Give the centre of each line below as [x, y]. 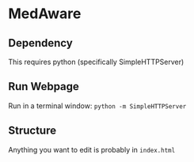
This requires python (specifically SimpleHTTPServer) [96, 62]
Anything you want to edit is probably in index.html [92, 149]
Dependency [40, 43]
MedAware [45, 14]
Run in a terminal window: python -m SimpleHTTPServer [97, 105]
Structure [32, 131]
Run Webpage [44, 87]
